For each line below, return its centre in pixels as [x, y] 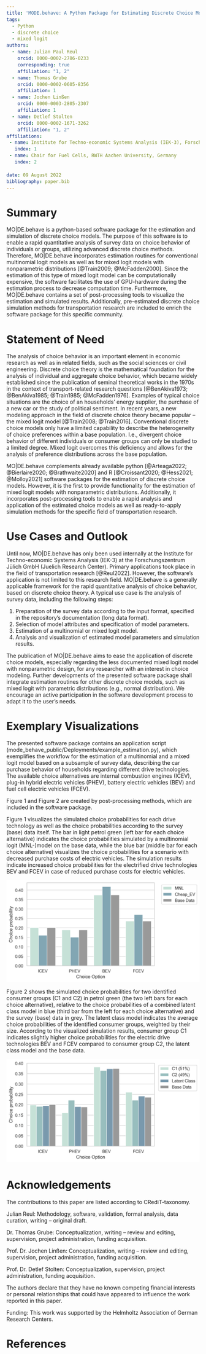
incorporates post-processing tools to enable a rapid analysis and [90, 499]
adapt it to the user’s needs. [41, 702]
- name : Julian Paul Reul [45, 52]
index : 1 [25, 149]
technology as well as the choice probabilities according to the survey [95, 826]
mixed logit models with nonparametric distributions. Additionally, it [91, 492]
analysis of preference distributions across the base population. [87, 454]
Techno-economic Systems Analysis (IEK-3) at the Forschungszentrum [96, 560]
